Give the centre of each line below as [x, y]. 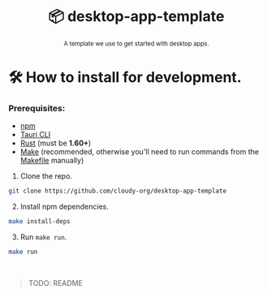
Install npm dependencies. [65, 207]
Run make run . [43, 237]
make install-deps [39, 222]
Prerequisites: [37, 109]
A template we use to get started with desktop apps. [136, 43]
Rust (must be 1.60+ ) [56, 143]
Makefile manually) [52, 161]
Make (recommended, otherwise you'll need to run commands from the [140, 152]
